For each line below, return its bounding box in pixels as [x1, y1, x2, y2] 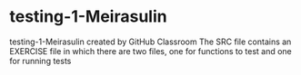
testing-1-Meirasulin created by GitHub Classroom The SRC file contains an [9, 36, 292, 47]
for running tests [9, 55, 72, 66]
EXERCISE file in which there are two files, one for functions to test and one [9, 45, 293, 56]
